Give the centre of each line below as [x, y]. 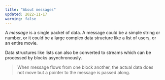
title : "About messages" [31, 10]
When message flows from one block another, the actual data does [85, 67]
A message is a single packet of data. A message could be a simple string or [83, 33]
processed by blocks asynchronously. [44, 58]
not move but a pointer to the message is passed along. [74, 73]
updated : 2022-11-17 [26, 14]
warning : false [21, 19]
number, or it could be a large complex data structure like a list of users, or [81, 38]
